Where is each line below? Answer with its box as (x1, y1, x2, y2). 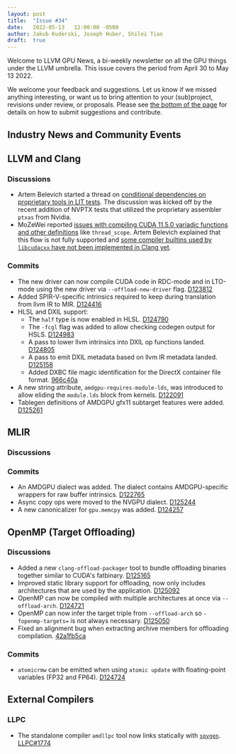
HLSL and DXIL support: (17, 307, 89, 316)
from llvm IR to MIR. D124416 (17, 299, 102, 308)
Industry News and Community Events (7, 129, 181, 141)
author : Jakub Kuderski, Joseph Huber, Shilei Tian (7, 30, 163, 38)
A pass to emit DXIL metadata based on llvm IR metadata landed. (28, 353, 218, 361)
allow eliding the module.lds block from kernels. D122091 (17, 391, 184, 399)
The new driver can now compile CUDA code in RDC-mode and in (17, 277, 210, 285)
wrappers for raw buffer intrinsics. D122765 (17, 490, 145, 499)
